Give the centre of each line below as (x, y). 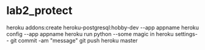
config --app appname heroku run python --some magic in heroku (90, 34)
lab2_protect (39, 11)
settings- (186, 34)
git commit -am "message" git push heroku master (74, 40)
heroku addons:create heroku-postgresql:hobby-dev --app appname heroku (103, 27)
